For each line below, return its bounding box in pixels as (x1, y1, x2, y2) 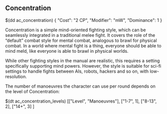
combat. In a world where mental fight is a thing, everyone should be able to (5, 42, 162, 49)
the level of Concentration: (5, 88, 60, 94)
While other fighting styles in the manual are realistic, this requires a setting (5, 57, 160, 64)
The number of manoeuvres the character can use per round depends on (5, 83, 156, 89)
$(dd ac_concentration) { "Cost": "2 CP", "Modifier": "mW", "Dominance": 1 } (5, 17, 163, 23)
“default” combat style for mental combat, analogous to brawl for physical (5, 37, 157, 43)
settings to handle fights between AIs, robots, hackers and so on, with (5, 68, 149, 74)
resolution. (5, 73, 27, 79)
